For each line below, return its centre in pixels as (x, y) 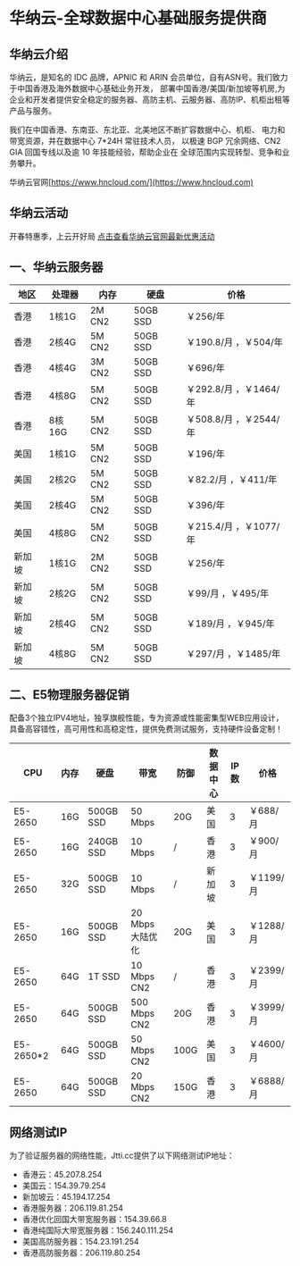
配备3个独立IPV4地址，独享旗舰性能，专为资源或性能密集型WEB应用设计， (146, 718)
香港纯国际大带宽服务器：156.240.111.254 (98, 1230)
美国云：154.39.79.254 (64, 1186)
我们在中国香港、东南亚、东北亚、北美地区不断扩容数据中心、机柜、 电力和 (147, 130)
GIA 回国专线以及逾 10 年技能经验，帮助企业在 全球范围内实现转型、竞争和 (146, 152)
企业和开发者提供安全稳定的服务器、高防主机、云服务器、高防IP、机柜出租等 (150, 100)
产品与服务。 (33, 111)
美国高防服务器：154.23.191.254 (81, 1242)
